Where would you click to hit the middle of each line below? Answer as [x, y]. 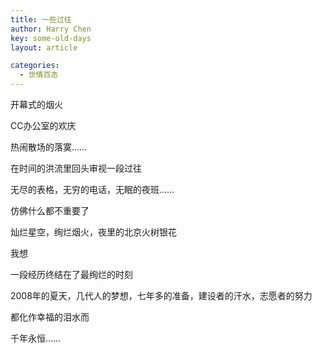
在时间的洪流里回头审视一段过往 [76, 168]
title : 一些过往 [41, 19]
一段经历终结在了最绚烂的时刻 [71, 274]
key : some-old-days [51, 38]
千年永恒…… [36, 338]
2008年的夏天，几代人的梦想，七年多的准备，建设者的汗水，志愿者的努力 [161, 295]
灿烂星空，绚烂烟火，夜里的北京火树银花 [93, 232]
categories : [35, 66]
